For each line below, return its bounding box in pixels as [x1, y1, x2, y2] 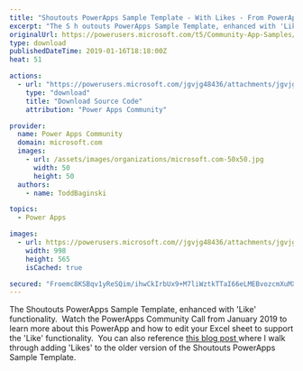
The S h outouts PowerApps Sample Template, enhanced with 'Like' [9, 304, 257, 315]
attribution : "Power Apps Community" [25, 105, 168, 114]
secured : [9, 279, 42, 289]
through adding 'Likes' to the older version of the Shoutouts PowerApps [9, 342, 276, 353]
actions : [9, 71, 42, 81]
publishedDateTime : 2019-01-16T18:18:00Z [9, 47, 168, 56]
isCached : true [25, 263, 83, 272]
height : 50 [32, 172, 75, 181]
